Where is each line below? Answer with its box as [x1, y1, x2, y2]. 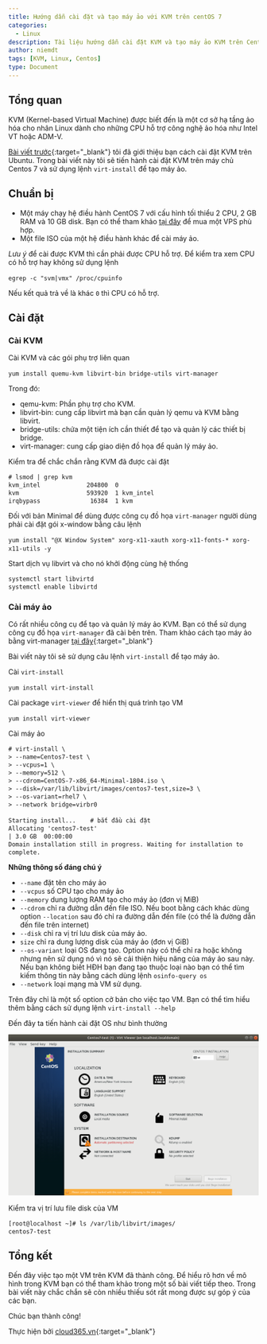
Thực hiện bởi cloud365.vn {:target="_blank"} [8, 1327, 157, 1336]
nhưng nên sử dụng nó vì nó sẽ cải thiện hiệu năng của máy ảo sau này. [19, 954, 255, 964]
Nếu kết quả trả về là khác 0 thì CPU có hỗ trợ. [8, 288, 160, 297]
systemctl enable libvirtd [8, 583, 98, 592]
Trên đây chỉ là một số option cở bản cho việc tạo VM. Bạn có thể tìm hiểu [8, 995, 250, 1004]
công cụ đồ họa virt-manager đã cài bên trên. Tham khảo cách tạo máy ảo [8, 628, 252, 638]
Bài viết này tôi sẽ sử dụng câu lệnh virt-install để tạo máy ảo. [8, 652, 220, 662]
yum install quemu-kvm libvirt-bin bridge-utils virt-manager [8, 370, 219, 378]
